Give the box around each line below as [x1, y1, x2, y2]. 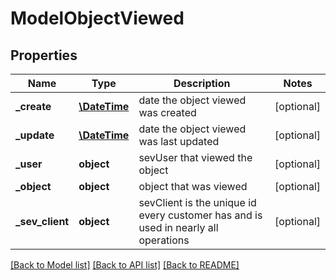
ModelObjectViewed [10, 7, 185, 30]
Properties [10, 47, 78, 64]
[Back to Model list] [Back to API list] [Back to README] [10, 259, 240, 271]
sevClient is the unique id [138, 196, 257, 209]
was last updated [138, 135, 220, 148]
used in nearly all [138, 221, 219, 234]
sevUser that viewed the [138, 151, 253, 164]
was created [138, 106, 197, 119]
